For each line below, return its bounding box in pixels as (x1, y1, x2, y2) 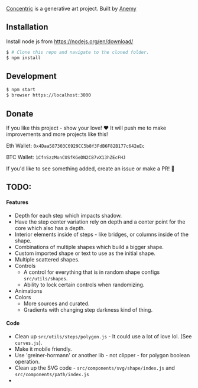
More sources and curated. (23, 300, 90, 307)
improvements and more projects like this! (6, 130, 108, 138)
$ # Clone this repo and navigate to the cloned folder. (6, 49, 150, 55)
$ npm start (6, 87, 35, 93)
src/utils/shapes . (23, 274, 68, 282)
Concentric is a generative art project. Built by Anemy (6, 5, 137, 12)
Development (6, 71, 57, 81)
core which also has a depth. (14, 224, 86, 231)
